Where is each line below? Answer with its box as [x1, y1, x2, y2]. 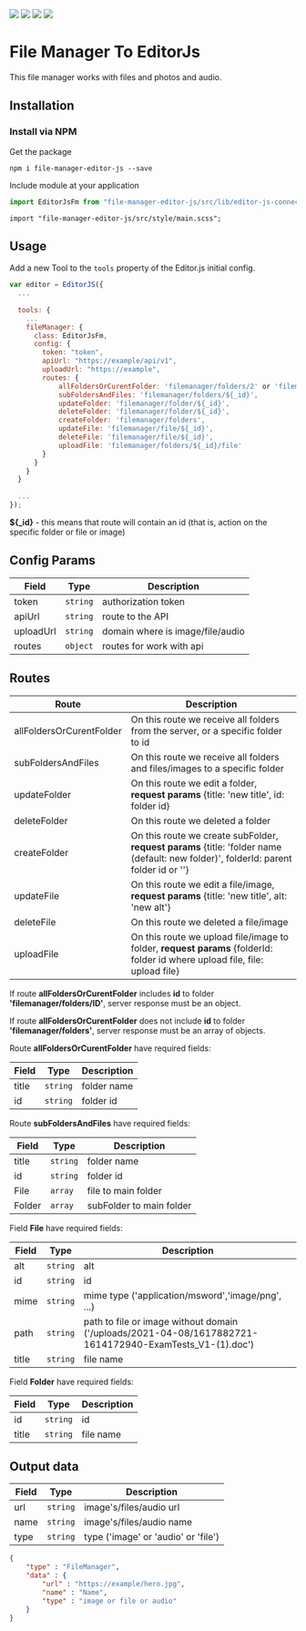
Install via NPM [9, 126, 77, 138]
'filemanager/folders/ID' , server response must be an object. [9, 997, 241, 1008]
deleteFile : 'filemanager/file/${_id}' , [57, 433, 214, 442]
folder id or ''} [130, 863, 189, 876]
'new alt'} [130, 901, 171, 913]
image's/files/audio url [83, 1501, 180, 1514]
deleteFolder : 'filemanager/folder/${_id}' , [57, 407, 230, 416]
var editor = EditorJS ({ [9, 280, 104, 290]
